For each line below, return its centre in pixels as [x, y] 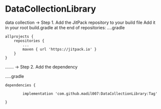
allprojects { [19, 36]
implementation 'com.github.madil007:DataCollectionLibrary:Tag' [90, 93]
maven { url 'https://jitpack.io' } [60, 49]
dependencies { [20, 85]
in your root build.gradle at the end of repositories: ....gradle [65, 27]
